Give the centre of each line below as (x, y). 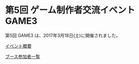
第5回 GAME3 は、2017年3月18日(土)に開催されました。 (63, 35)
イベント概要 (18, 46)
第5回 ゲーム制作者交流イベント (70, 10)
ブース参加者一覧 (23, 56)
